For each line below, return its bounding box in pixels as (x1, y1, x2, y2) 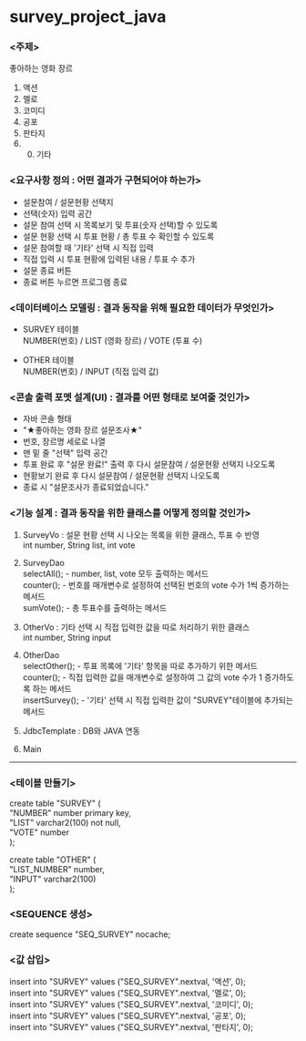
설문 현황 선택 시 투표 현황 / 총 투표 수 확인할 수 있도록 (22, 231, 215, 242)
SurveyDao (22, 557, 66, 568)
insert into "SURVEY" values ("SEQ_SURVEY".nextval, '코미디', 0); (9, 998, 253, 1009)
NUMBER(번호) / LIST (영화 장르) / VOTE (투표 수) (22, 335, 203, 346)
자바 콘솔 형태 (22, 413, 72, 425)
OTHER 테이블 (22, 355, 75, 366)
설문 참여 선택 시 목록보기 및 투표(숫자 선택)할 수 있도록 (22, 219, 219, 230)
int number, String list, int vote (22, 540, 136, 551)
